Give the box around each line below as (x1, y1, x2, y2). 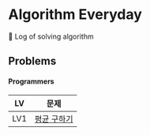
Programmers (8, 77, 54, 86)
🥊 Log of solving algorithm (8, 32, 94, 41)
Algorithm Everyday (8, 6, 142, 24)
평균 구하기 (34, 113, 73, 124)
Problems (8, 54, 57, 68)
